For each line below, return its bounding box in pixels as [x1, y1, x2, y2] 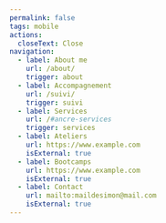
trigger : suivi [26, 97, 84, 107]
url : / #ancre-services [26, 115, 112, 124]
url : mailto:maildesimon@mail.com [26, 191, 157, 200]
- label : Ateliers [17, 132, 88, 141]
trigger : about [26, 73, 84, 82]
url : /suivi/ [26, 89, 76, 98]
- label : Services [17, 106, 88, 116]
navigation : [9, 47, 55, 56]
